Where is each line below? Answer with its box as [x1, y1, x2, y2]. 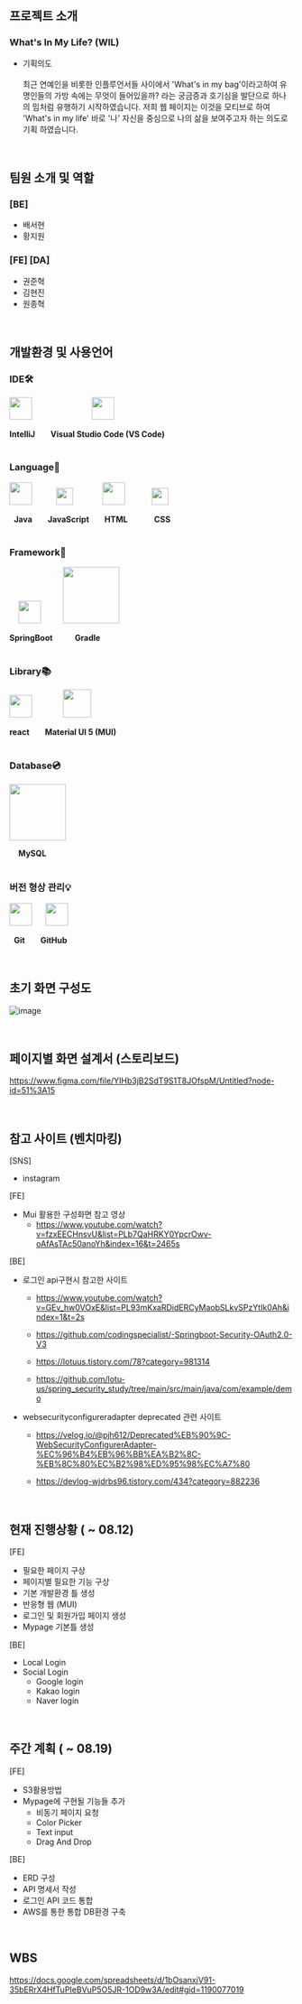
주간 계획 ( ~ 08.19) [9, 1741, 113, 1757]
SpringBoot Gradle [9, 632, 101, 643]
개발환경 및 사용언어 [9, 345, 114, 360]
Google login [35, 1676, 84, 1687]
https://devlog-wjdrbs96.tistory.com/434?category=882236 [35, 1476, 261, 1487]
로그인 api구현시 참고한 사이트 [22, 1275, 128, 1285]
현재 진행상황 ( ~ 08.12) [9, 1522, 134, 1537]
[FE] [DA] [9, 254, 50, 266]
